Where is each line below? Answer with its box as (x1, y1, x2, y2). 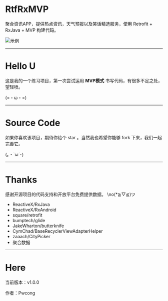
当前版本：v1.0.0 (5, 279, 39, 285)
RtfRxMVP (5, 4, 49, 15)
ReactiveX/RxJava (12, 201, 50, 207)
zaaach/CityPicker (12, 233, 50, 239)
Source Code (5, 117, 60, 129)
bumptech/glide (12, 217, 45, 223)
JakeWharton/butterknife (12, 223, 64, 229)
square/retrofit (12, 212, 42, 218)
